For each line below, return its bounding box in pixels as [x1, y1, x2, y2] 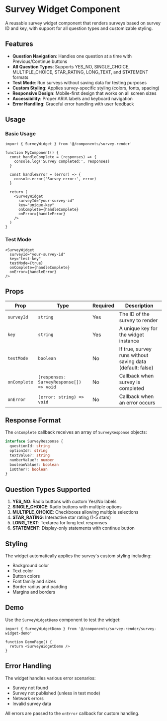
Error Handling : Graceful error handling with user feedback [12, 101, 134, 107]
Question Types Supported [5, 485, 91, 494]
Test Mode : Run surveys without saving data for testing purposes [12, 79, 147, 85]
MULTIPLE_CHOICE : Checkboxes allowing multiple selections [12, 509, 139, 515]
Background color [12, 562, 49, 568]
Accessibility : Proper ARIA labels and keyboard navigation [12, 95, 133, 101]
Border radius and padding [12, 583, 68, 590]
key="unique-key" [18, 203, 55, 208]
